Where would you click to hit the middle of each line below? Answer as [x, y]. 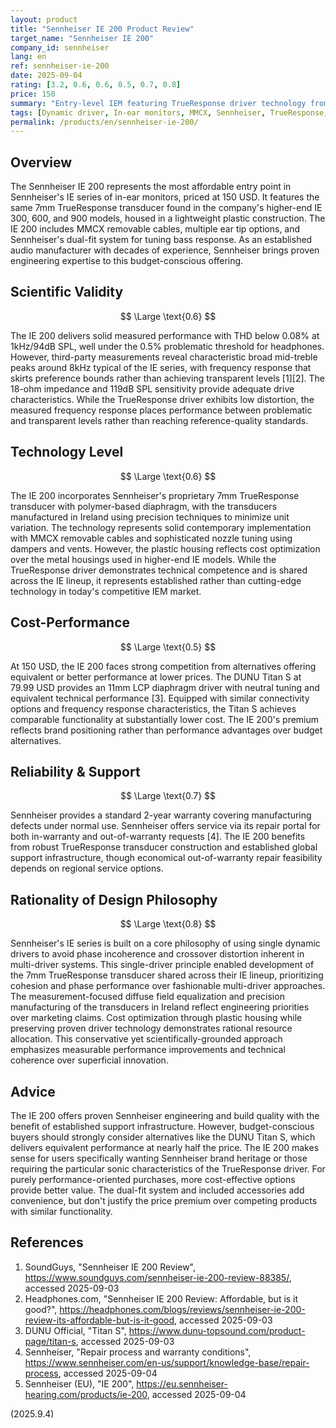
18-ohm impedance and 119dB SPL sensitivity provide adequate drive [152, 388]
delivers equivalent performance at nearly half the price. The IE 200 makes [165, 1147]
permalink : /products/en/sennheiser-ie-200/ [104, 122]
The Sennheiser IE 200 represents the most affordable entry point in [151, 187]
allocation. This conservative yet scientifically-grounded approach [146, 1039]
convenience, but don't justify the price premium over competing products [164, 1200]
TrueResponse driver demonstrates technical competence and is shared [159, 570]
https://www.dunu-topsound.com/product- [217, 1330]
